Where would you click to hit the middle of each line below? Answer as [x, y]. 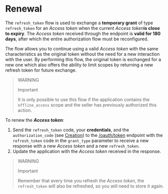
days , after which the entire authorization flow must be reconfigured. [77, 39]
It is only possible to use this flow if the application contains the [83, 100]
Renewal [24, 9]
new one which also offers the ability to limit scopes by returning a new [79, 65]
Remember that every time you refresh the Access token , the [81, 180]
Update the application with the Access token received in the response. [87, 151]
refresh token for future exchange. [41, 70]
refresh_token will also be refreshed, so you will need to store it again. [91, 186]
